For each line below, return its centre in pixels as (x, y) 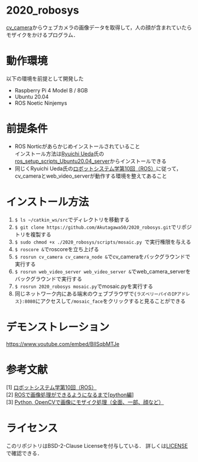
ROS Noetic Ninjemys (41, 103)
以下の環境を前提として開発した (45, 78)
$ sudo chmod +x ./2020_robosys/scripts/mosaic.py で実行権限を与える (103, 242)
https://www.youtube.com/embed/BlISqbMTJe (63, 344)
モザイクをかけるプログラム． (42, 35)
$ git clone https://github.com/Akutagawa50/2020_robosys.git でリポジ (103, 227)
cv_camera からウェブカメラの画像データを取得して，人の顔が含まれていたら (99, 27)
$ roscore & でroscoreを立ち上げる (57, 249)
